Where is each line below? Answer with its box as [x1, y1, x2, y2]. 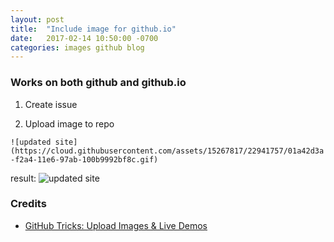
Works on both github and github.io [10, 76, 187, 90]
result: [10, 172, 37, 184]
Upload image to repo [24, 117, 115, 130]
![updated [10, 137, 52, 147]
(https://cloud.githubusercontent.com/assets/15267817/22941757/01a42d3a [10, 146, 325, 156]
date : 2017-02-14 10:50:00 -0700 [10, 33, 159, 43]
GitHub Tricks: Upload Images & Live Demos [24, 219, 208, 231]
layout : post [10, 14, 65, 25]
